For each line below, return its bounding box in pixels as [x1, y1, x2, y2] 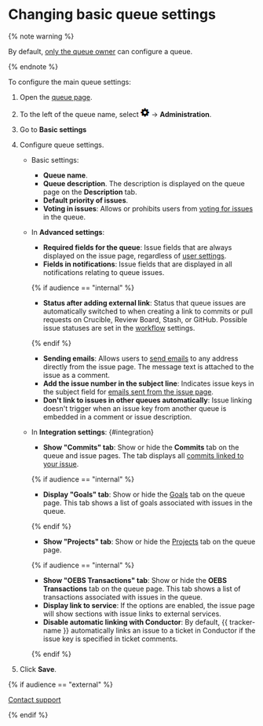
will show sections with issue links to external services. [42, 609, 221, 618]
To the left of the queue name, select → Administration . [19, 109, 212, 119]
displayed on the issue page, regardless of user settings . [42, 251, 227, 260]
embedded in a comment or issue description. [42, 412, 192, 421]
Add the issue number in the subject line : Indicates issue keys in [42, 379, 255, 388]
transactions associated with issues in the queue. [42, 592, 203, 602]
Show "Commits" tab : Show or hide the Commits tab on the [42, 442, 239, 452]
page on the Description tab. [42, 187, 137, 196]
